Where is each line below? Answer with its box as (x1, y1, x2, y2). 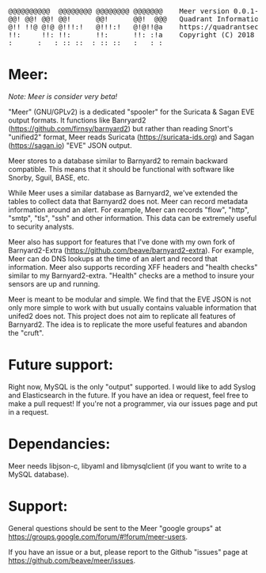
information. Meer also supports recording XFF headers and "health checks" (8, 262, 258, 271)
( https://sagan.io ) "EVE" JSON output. (8, 140, 132, 150)
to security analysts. (8, 222, 74, 231)
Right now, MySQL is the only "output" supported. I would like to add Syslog (8, 381, 256, 391)
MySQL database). (8, 469, 70, 479)
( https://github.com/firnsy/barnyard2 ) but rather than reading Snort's (8, 123, 234, 133)
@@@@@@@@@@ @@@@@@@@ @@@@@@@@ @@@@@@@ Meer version (8, 7, 230, 15)
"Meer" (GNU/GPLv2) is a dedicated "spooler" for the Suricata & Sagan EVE (8, 107, 255, 116)
